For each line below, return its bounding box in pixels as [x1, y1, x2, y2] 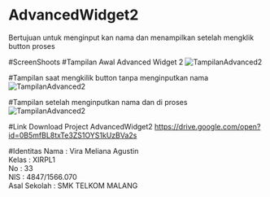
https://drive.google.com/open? [154, 121, 261, 131]
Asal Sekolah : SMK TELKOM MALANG [8, 181, 138, 190]
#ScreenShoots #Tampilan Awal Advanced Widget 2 [8, 57, 184, 67]
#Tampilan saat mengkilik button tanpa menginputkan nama [8, 72, 209, 82]
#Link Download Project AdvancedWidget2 [8, 121, 153, 131]
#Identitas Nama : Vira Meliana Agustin [8, 146, 139, 155]
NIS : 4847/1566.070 [8, 172, 77, 182]
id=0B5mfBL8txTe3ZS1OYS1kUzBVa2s [8, 130, 137, 140]
